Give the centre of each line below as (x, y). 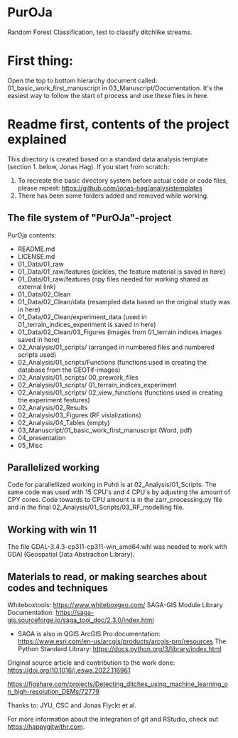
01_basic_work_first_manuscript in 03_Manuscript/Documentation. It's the (115, 88)
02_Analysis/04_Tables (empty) (64, 422)
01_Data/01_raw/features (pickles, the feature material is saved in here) (121, 272)
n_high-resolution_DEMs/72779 (53, 692)
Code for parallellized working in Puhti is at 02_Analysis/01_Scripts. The (112, 485)
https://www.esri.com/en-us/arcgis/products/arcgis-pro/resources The (122, 641)
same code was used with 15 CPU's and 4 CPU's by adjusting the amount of (119, 492)
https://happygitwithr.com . (46, 727)
